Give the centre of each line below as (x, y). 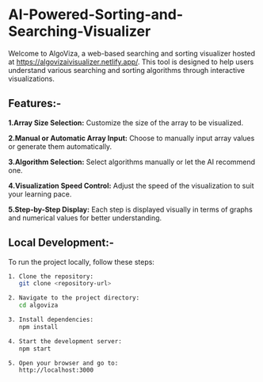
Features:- (35, 103)
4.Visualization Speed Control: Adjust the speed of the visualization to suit (131, 185)
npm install (38, 327)
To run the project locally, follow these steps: (81, 262)
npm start (35, 349)
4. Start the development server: (65, 341)
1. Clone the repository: (51, 276)
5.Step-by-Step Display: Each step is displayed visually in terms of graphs (131, 209)
